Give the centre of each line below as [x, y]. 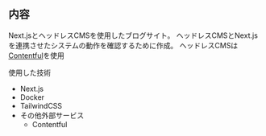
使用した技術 [29, 72]
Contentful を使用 [36, 56]
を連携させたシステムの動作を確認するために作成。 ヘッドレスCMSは [123, 45]
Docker [32, 97]
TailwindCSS [41, 105]
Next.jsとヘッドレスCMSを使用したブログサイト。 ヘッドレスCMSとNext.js [133, 35]
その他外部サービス [52, 115]
